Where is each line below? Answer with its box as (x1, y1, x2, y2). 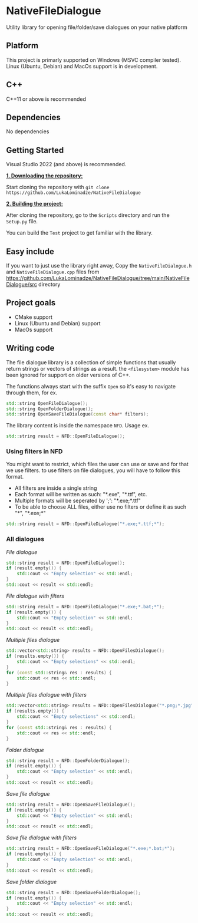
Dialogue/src (6, 281, 37, 288)
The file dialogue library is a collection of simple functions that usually (6, 358, 176, 366)
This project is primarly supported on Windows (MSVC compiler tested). (6, 56, 181, 63)
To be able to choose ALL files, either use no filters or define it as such (14, 503, 187, 510)
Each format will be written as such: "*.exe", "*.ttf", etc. (14, 491, 147, 498)
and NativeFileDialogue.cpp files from (6, 268, 100, 275)
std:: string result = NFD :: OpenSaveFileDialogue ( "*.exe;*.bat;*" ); (6, 846, 176, 852)
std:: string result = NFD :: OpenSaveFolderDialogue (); (6, 889, 141, 895)
